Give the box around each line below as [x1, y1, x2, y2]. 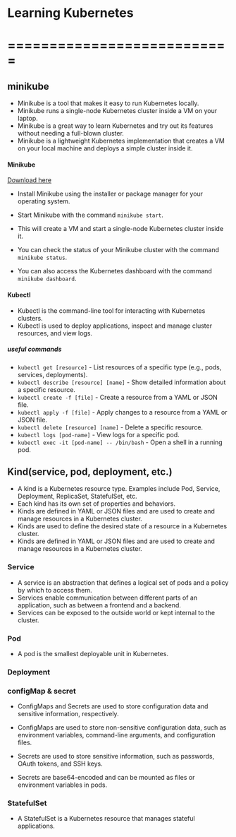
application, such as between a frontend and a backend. [17, 600, 182, 609]
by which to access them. [17, 586, 93, 594]
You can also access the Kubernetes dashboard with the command [17, 267, 213, 275]
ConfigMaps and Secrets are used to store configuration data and [17, 702, 209, 711]
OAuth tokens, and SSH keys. [17, 759, 104, 768]
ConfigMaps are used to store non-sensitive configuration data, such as [17, 723, 227, 732]
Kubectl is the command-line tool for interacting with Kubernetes [17, 306, 206, 315]
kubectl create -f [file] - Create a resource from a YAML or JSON [17, 393, 218, 401]
